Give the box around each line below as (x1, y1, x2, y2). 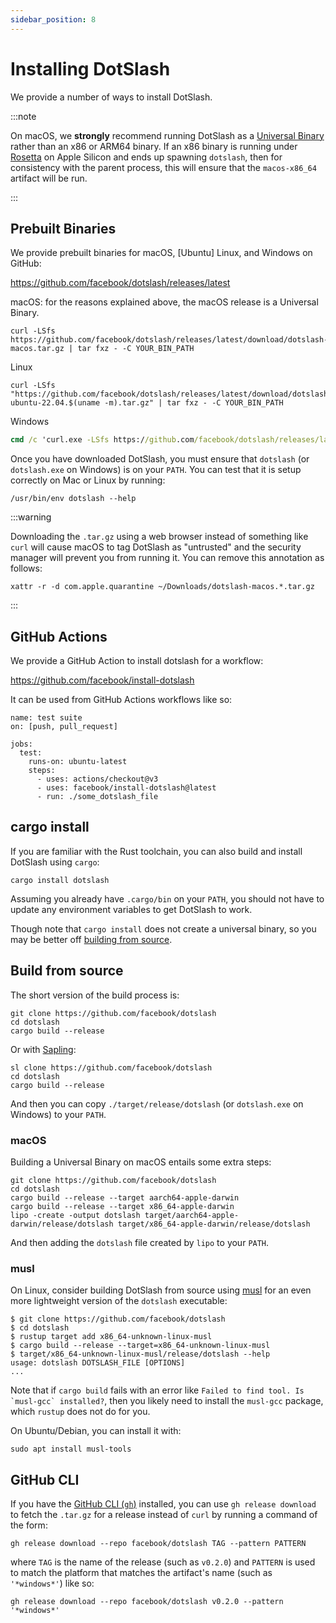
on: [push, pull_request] (10, 722, 118, 732)
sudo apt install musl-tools (10, 1444, 132, 1455)
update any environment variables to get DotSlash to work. (10, 903, 253, 915)
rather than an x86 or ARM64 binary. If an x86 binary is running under (10, 140, 298, 152)
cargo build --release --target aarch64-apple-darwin (10, 1192, 240, 1203)
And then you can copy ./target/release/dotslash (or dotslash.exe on (10, 1097, 304, 1110)
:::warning (10, 511, 52, 523)
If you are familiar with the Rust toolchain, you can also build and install (10, 845, 303, 857)
